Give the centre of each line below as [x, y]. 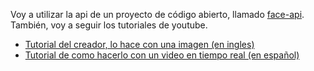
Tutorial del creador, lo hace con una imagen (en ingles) [139, 44]
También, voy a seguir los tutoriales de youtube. [109, 25]
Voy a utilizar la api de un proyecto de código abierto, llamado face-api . [157, 14]
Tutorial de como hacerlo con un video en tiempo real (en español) [162, 55]
